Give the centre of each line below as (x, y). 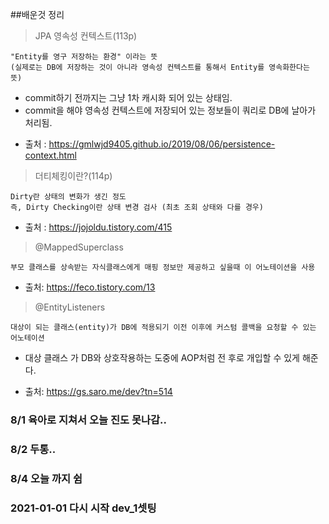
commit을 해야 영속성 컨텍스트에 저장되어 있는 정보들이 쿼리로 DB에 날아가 (170, 110)
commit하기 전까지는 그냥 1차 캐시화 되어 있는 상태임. (128, 97)
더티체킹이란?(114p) (73, 176)
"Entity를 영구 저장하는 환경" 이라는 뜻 (84, 57)
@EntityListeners (70, 307)
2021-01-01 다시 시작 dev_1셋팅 (83, 508)
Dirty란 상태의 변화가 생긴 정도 (68, 197)
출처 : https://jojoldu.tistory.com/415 (98, 227)
